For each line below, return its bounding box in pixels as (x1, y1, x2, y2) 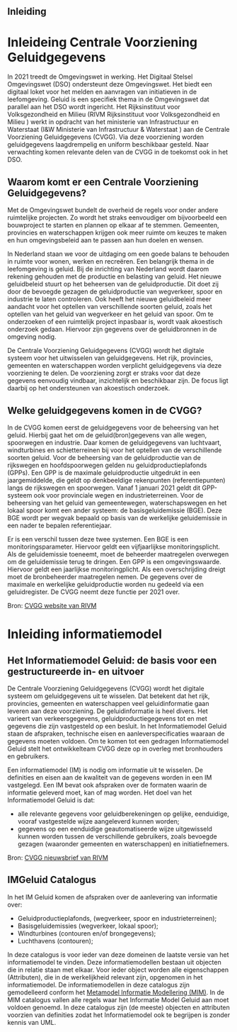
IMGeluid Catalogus (7, 874, 97, 886)
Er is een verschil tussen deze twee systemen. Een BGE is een (7, 534, 189, 543)
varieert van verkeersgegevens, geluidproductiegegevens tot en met (7, 714, 207, 722)
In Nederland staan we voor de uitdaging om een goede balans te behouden (7, 249, 230, 258)
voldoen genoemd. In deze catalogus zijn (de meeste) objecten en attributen (7, 1003, 230, 1011)
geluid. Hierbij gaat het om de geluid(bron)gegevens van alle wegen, (7, 430, 207, 439)
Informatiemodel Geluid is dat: (7, 795, 96, 804)
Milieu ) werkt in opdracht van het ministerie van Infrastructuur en (7, 118, 199, 126)
